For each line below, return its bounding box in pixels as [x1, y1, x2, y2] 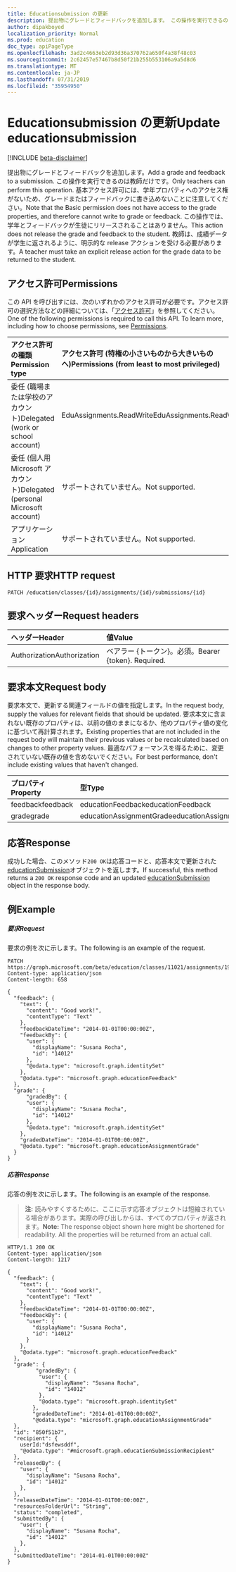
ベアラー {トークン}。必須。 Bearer [106, 646, 221, 656]
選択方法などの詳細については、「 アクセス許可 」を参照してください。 [19, 307, 219, 314]
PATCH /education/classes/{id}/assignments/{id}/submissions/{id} [7, 589, 206, 596]
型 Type [79, 783, 105, 793]
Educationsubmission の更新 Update [7, 115, 221, 131]
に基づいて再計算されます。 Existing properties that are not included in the [7, 727, 221, 736]
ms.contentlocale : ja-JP [7, 69, 80, 76]
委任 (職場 [11, 382, 44, 391]
